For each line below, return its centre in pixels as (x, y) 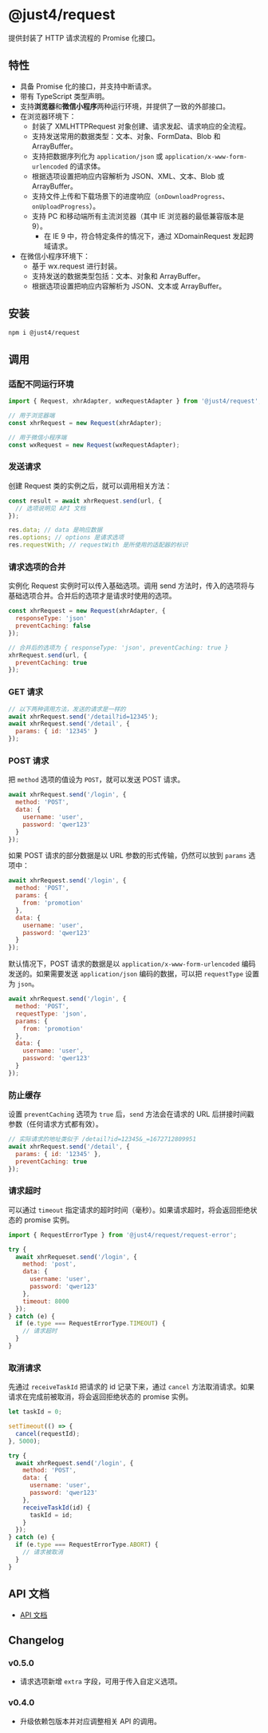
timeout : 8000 (46, 1301)
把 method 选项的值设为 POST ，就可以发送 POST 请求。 (97, 780)
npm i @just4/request (44, 332)
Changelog (36, 1640)
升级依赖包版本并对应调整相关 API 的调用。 (91, 1721)
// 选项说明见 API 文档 (51, 508)
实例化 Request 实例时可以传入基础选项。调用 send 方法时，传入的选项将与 (132, 586)
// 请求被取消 (43, 1552)
